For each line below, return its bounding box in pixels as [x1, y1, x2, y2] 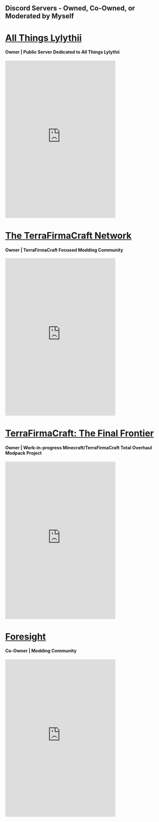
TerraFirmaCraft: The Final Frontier [5, 428, 154, 439]
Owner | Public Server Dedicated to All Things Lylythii [5, 49, 120, 55]
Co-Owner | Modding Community [5, 648, 77, 654]
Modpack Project [5, 450, 42, 456]
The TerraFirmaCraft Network [5, 230, 132, 241]
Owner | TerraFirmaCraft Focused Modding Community [5, 247, 123, 253]
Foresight [5, 631, 46, 642]
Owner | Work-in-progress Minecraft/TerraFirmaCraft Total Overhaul [5, 444, 152, 450]
